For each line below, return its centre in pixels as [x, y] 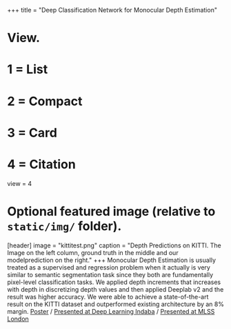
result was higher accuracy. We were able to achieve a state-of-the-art [108, 297]
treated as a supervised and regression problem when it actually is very [109, 267]
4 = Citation [41, 164]
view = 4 [20, 183]
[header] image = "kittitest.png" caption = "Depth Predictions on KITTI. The [114, 245]
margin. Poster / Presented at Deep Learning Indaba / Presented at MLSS [111, 311]
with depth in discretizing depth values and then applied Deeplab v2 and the [115, 289]
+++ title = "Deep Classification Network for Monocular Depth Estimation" [112, 10]
